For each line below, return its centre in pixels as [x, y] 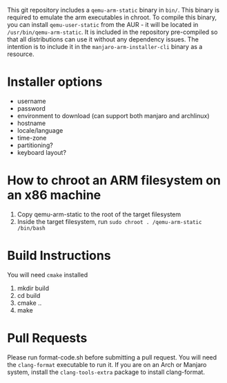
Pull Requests [47, 338]
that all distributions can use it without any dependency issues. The [103, 39]
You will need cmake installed [48, 274]
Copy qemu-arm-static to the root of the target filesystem [99, 214]
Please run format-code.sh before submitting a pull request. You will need [112, 357]
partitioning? [35, 145]
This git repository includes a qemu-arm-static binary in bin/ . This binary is [113, 10]
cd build [29, 295]
